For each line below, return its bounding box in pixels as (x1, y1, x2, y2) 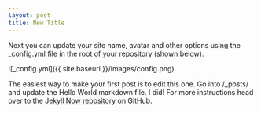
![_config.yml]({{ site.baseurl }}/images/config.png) (8, 64, 175, 73)
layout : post (8, 11, 51, 20)
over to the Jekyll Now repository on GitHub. (8, 96, 153, 105)
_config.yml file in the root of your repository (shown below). (8, 49, 204, 58)
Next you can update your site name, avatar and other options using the (8, 40, 241, 49)
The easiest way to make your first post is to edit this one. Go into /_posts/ (8, 79, 249, 89)
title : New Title (8, 19, 65, 27)
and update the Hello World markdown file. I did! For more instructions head (8, 87, 254, 97)
